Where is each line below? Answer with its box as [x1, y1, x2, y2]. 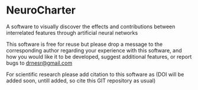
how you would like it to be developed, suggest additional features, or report [6, 53, 192, 60]
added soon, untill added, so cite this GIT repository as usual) [6, 77, 156, 84]
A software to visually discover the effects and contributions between [6, 23, 176, 30]
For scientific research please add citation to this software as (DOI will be [6, 71, 184, 78]
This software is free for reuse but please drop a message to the [6, 41, 163, 48]
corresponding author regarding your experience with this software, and [6, 46, 182, 54]
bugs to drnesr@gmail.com [6, 59, 73, 66]
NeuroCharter [6, 4, 76, 17]
